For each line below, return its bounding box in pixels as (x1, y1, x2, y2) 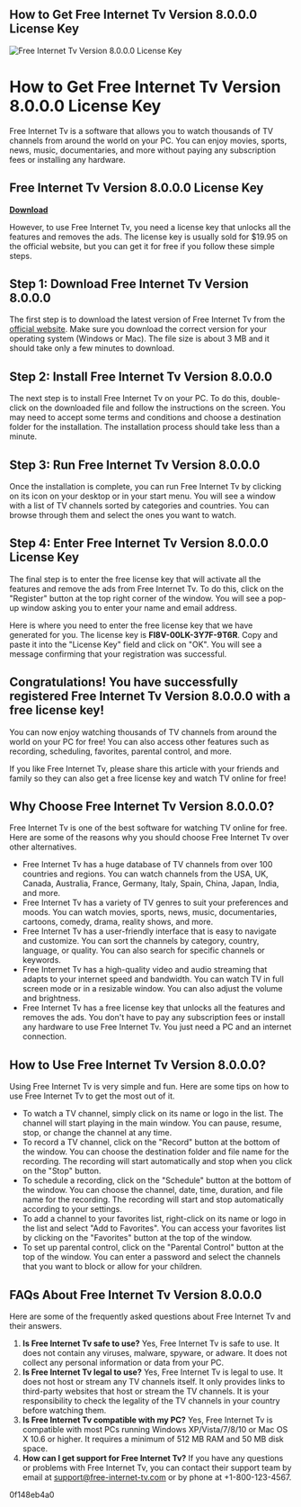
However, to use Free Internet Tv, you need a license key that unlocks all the (9, 221, 291, 232)
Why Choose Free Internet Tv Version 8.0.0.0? (9, 799, 275, 814)
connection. (22, 1031, 67, 1042)
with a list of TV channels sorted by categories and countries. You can (9, 500, 270, 511)
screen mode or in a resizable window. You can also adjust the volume (22, 983, 283, 994)
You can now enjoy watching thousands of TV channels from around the (9, 726, 277, 737)
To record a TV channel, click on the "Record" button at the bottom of (22, 1137, 280, 1148)
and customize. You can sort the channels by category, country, (22, 936, 260, 946)
